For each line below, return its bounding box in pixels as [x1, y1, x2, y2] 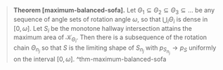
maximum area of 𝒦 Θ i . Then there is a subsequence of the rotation [13, 33, 208, 44]
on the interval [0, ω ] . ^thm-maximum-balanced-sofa [13, 55, 167, 63]
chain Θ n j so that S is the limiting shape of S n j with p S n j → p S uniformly [13, 43, 217, 55]
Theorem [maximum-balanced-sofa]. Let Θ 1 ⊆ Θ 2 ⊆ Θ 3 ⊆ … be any [13, 6, 215, 16]
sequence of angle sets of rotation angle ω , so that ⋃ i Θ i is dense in [13, 15, 208, 25]
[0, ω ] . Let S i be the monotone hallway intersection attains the [13, 24, 193, 34]
